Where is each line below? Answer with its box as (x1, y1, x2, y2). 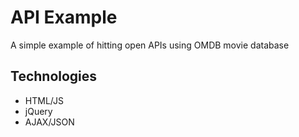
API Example (10, 6, 118, 29)
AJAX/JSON (24, 116, 75, 128)
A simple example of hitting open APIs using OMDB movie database (10, 39, 290, 51)
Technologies (10, 68, 98, 85)
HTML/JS (24, 94, 64, 106)
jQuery (24, 105, 53, 117)
